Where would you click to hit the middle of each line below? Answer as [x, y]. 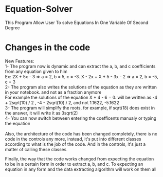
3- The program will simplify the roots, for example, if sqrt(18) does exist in [80, 108]
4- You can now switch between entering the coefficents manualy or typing [81, 118]
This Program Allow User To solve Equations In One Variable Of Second [77, 22]
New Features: [20, 61]
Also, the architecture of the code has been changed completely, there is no [81, 133]
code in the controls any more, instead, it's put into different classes [73, 139]
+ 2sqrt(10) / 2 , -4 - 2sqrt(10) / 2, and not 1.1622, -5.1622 [62, 102]
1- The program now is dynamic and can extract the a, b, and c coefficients [80, 66]
